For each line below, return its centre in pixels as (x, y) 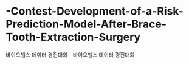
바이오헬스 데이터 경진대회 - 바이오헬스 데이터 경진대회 (70, 55)
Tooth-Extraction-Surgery (73, 37)
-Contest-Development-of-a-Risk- (94, 11)
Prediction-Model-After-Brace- (86, 24)
